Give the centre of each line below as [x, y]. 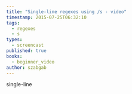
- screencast [28, 46]
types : [14, 40]
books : [14, 56]
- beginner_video [33, 62]
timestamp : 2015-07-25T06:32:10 [46, 17]
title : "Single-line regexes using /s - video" [67, 12]
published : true [26, 51]
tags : [13, 23]
